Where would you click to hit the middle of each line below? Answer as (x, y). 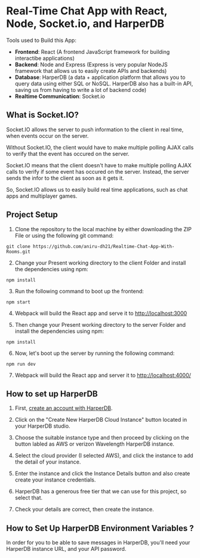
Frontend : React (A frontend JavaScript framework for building (92, 51)
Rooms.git (19, 252)
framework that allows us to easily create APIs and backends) (91, 70)
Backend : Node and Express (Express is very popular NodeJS (91, 65)
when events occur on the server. (47, 136)
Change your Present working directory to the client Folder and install (100, 263)
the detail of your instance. (48, 462)
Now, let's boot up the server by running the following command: (95, 353)
